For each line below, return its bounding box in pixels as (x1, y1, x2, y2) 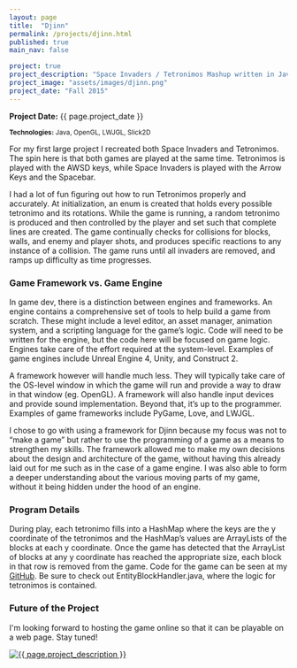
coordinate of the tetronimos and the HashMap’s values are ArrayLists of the (9, 533, 287, 544)
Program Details (9, 503, 80, 516)
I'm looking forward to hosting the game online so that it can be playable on (9, 622, 285, 633)
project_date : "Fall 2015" (9, 86, 109, 96)
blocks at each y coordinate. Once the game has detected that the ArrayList (9, 542, 286, 553)
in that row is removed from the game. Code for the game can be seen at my (9, 561, 288, 572)
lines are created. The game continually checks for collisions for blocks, (9, 227, 271, 237)
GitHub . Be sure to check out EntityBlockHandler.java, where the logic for (9, 571, 276, 581)
